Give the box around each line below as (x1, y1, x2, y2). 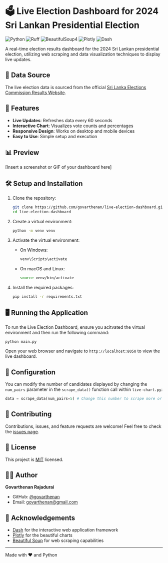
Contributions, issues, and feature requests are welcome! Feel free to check (5, 423, 161, 429)
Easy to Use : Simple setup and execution (12, 133, 97, 139)
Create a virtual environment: (12, 218, 72, 224)
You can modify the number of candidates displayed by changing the (5, 381, 147, 387)
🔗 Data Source (5, 71, 50, 80)
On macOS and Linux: (19, 265, 65, 272)
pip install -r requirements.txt (12, 294, 82, 299)
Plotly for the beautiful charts (12, 532, 72, 538)
